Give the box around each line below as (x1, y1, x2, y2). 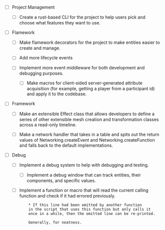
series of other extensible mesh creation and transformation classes (19, 116, 159, 122)
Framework (11, 101, 35, 107)
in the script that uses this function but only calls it (28, 207, 151, 212)
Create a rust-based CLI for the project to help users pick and (19, 14, 146, 20)
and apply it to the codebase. (26, 91, 87, 97)
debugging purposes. (19, 70, 64, 76)
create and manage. (19, 45, 61, 51)
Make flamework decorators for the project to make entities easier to (19, 39, 160, 45)
